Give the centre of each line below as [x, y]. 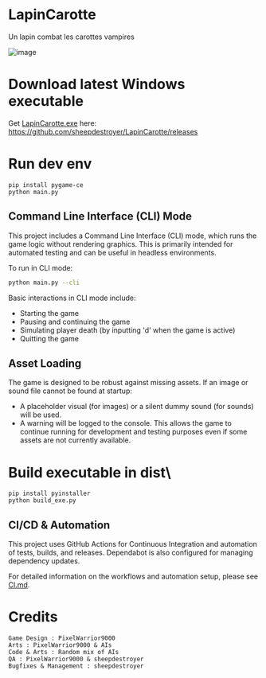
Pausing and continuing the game [75, 321]
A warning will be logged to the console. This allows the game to [126, 423]
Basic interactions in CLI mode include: [72, 298]
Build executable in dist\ [90, 472]
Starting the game [49, 313]
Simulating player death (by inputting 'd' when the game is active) [127, 330]
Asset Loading [45, 363]
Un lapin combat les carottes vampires [72, 37]
